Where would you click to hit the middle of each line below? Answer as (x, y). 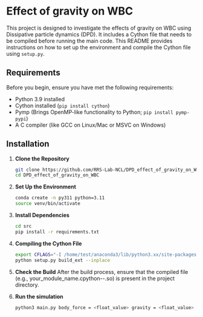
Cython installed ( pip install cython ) (62, 105)
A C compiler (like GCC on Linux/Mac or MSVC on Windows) (90, 125)
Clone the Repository (42, 158)
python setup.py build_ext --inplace (63, 260)
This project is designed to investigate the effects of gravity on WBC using (99, 28)
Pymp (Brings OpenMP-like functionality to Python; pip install (94, 112)
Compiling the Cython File (48, 243)
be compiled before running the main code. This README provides (89, 41)
